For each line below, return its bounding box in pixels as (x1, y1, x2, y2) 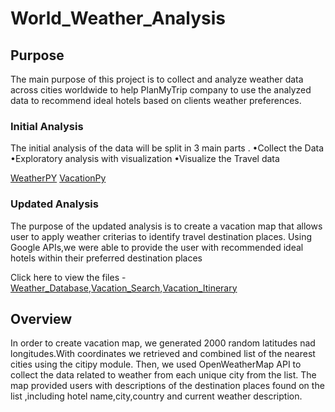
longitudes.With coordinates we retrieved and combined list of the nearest (10, 348, 316, 360)
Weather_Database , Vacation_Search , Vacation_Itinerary (10, 282, 238, 294)
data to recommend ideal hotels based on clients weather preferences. (10, 95, 302, 106)
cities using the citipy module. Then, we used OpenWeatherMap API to (10, 358, 302, 371)
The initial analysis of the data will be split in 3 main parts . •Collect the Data (10, 142, 325, 154)
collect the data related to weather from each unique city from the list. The (10, 369, 317, 381)
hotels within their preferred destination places (10, 252, 203, 264)
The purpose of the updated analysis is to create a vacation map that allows (10, 220, 323, 232)
